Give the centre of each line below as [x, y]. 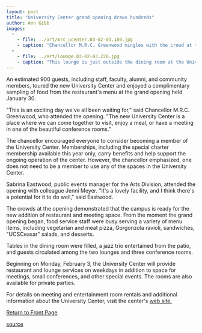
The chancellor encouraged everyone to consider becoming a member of [97, 140]
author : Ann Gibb [28, 23]
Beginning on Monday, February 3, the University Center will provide [91, 263]
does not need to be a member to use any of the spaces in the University [96, 166]
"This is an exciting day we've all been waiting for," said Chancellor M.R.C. [98, 110]
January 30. [21, 98]
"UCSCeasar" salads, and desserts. [50, 234]
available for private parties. [41, 283]
